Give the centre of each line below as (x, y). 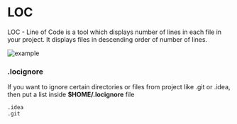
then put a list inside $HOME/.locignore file (71, 95)
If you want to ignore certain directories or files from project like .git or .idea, (119, 87)
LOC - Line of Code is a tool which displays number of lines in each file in (115, 32)
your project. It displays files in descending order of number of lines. (108, 39)
